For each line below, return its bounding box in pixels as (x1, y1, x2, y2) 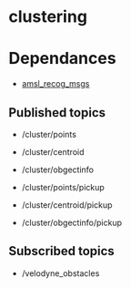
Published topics (8, 105, 106, 120)
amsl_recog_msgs (21, 78, 90, 89)
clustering (8, 6, 88, 27)
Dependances (8, 48, 116, 69)
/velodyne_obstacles (21, 267, 100, 279)
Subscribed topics (8, 243, 115, 259)
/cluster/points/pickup (21, 181, 106, 192)
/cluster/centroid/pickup (21, 199, 113, 211)
